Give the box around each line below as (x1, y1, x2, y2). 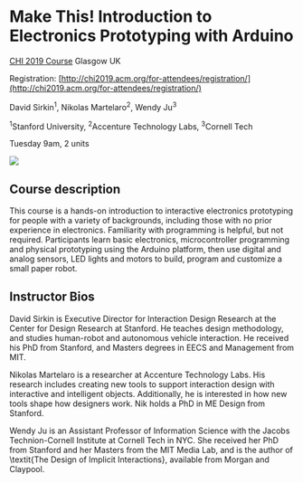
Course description (9, 181, 121, 196)
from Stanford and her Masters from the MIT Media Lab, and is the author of (9, 444, 294, 455)
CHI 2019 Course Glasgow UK (9, 55, 121, 66)
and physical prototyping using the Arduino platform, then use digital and (9, 244, 282, 255)
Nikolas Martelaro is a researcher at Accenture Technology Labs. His (9, 369, 266, 380)
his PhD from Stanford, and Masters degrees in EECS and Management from (9, 342, 295, 353)
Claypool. (9, 463, 45, 474)
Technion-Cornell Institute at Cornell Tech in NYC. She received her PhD (9, 434, 279, 445)
